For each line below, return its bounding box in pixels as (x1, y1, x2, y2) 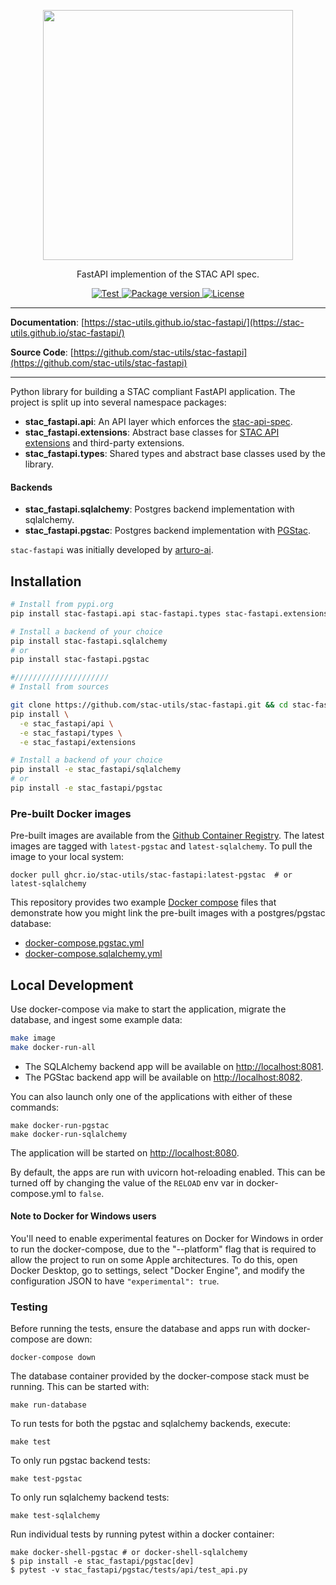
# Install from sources (10, 682, 110, 692)
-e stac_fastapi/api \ (19, 718, 114, 729)
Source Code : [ (10, 346, 74, 358)
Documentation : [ (10, 316, 85, 328)
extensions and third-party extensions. (24, 437, 185, 449)
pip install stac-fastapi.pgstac (10, 655, 150, 665)
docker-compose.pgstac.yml (24, 937, 145, 949)
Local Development (10, 976, 134, 994)
